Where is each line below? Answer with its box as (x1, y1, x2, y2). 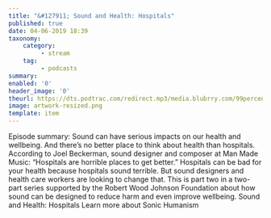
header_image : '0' (8, 86, 70, 95)
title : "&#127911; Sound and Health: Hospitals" (8, 11, 175, 20)
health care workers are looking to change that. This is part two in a (8, 174, 233, 184)
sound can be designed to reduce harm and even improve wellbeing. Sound (8, 191, 261, 201)
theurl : (8, 94, 35, 103)
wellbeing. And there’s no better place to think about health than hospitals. (8, 140, 256, 149)
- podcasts (40, 65, 78, 73)
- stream (40, 49, 70, 57)
